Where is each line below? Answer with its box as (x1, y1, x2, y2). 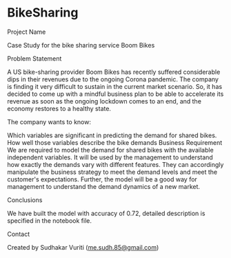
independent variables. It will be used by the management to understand (7, 153, 214, 161)
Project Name (7, 28, 46, 36)
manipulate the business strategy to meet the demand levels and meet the (7, 168, 218, 176)
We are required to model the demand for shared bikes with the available (7, 146, 214, 154)
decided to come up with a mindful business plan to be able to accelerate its (7, 90, 224, 98)
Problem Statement (7, 54, 62, 63)
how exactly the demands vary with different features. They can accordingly (7, 160, 224, 168)
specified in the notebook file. (7, 216, 92, 225)
